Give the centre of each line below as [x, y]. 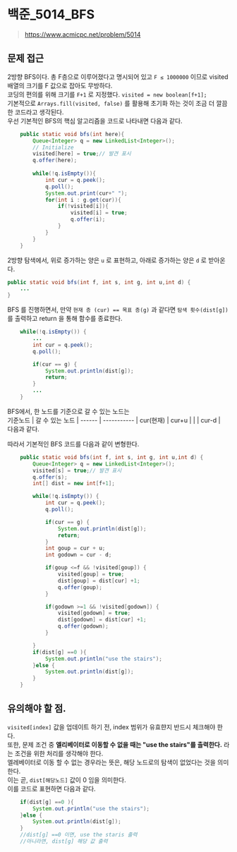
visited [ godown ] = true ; [94, 613]
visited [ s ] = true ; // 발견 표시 [77, 470]
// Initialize [53, 147]
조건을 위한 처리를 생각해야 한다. [59, 753]
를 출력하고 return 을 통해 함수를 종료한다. [65, 319]
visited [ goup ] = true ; [91, 574]
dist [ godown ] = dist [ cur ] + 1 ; [102, 620]
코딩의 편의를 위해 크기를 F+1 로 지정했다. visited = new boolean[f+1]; [107, 94]
